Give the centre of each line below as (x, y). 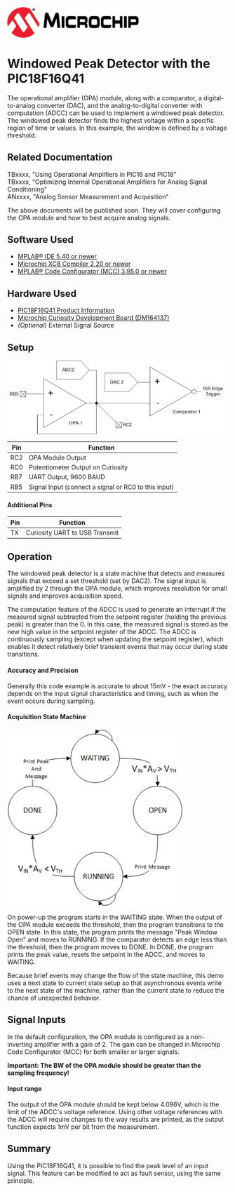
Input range (25, 1089)
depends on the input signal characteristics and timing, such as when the (113, 693)
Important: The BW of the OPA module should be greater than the (104, 1065)
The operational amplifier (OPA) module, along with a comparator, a (105, 98)
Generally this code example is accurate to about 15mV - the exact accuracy (117, 686)
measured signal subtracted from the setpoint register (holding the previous (117, 617)
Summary (29, 1149)
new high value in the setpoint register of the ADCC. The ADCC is (102, 632)
